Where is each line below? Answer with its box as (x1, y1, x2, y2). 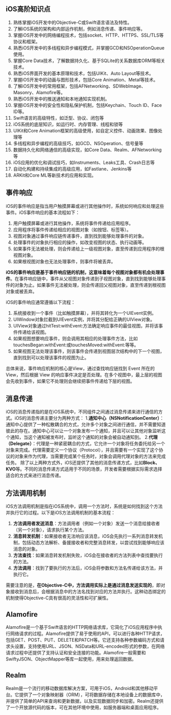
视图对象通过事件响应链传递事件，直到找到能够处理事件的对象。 (13, 233, 147, 239)
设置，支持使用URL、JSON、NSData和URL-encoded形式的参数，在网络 (14, 643, 165, 649)
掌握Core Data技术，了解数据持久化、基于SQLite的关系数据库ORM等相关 (13, 58, 165, 64)
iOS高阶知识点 (6, 5, 51, 14)
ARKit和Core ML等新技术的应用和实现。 (13, 172, 96, 178)
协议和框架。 (13, 38, 40, 44)
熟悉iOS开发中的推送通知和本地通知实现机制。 (13, 96, 110, 102)
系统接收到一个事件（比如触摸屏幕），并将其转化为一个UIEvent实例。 (13, 310, 156, 316)
